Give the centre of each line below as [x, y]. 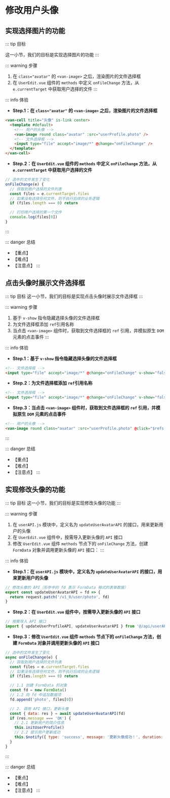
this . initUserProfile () [39, 728]
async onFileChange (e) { [31, 657]
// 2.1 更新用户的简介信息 [39, 723]
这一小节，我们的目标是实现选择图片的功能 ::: [52, 55]
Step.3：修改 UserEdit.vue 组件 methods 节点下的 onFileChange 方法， [84, 636]
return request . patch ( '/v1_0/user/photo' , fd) [60, 597]
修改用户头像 [32, 10]
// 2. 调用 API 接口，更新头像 [39, 709]
